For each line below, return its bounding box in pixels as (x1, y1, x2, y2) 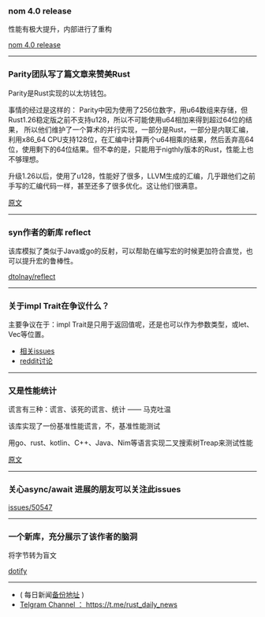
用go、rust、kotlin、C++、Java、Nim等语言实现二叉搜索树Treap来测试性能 (8, 438, 254, 447)
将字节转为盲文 (8, 551, 57, 560)
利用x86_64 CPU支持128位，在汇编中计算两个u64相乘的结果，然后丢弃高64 (8, 134, 254, 144)
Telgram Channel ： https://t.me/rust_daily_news (19, 600, 178, 609)
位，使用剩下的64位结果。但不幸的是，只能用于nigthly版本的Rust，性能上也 (8, 144, 254, 154)
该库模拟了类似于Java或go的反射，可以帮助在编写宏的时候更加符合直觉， (8, 246, 247, 256)
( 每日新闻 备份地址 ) (19, 590, 84, 600)
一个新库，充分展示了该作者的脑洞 (8, 531, 138, 542)
